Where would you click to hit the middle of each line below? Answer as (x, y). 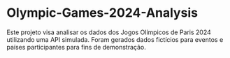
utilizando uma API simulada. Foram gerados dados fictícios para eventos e (115, 39)
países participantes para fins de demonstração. (76, 47)
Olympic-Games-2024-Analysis (102, 13)
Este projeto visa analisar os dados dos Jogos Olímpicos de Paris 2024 (109, 32)
